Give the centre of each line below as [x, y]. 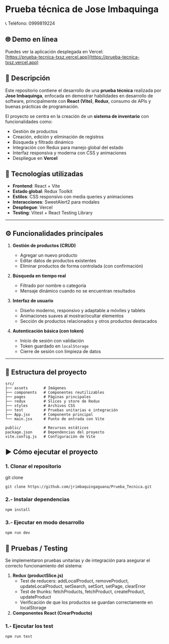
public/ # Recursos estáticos [47, 428]
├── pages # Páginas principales [48, 397]
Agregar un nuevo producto [49, 255]
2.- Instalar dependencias [37, 499]
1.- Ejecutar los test [29, 626]
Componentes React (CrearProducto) [52, 613]
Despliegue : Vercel [32, 207]
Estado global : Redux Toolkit [43, 191]
